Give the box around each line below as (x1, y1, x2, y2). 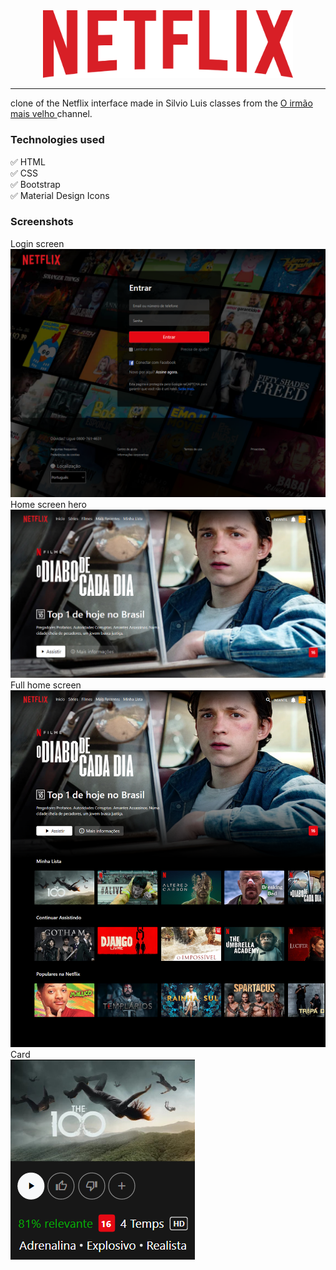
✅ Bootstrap (10, 178, 61, 190)
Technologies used (10, 133, 105, 147)
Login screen (10, 237, 65, 249)
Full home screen (10, 679, 82, 691)
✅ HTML (10, 155, 46, 168)
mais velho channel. (10, 108, 93, 120)
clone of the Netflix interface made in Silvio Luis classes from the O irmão (10, 97, 313, 109)
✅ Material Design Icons (10, 189, 110, 201)
